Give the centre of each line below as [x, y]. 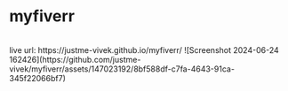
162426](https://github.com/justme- [75, 59]
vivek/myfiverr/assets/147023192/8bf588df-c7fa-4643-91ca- [122, 69]
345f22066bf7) [38, 78]
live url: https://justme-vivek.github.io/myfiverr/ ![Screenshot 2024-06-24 [144, 49]
